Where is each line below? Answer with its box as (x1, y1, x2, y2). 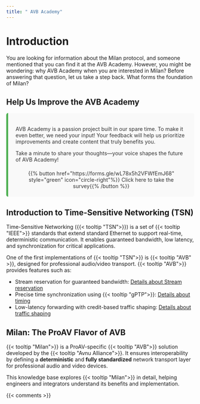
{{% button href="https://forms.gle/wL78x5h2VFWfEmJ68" (27, 170, 175, 177)
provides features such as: (6, 267, 72, 274)
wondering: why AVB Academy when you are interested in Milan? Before (6, 67, 184, 74)
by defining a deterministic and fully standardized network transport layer (6, 356, 191, 363)
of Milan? (6, 79, 29, 87)
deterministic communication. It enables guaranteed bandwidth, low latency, (6, 236, 194, 243)
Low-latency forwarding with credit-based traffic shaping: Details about (14, 304, 192, 311)
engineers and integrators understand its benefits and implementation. (6, 380, 180, 387)
